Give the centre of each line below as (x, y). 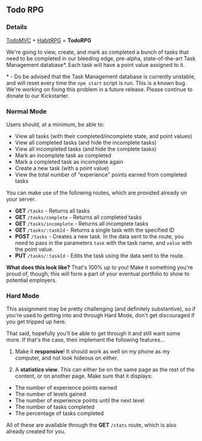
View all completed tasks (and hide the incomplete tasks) (86, 142)
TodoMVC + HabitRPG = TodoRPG (49, 40)
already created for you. (36, 431)
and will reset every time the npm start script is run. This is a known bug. (96, 83)
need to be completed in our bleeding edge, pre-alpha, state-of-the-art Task (101, 58)
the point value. (34, 249)
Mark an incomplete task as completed (63, 155)
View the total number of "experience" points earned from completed (101, 174)
